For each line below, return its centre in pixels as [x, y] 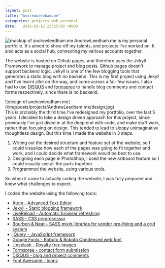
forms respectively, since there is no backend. [52, 92]
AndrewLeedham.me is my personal [111, 41]
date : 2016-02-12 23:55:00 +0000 [42, 26]
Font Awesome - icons [35, 261]
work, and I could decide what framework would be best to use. [77, 153]
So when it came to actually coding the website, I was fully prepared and [79, 179]
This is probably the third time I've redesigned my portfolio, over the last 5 [80, 112]
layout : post [18, 10]
